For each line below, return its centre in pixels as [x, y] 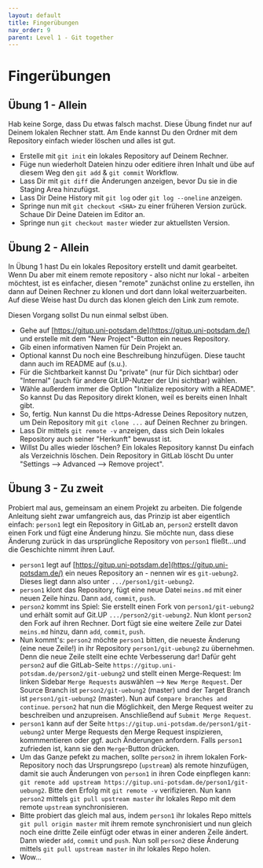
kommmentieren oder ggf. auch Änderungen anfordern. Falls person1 [131, 740]
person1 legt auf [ [47, 565]
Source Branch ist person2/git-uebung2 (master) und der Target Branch [135, 690]
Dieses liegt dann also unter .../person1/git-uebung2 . [107, 581]
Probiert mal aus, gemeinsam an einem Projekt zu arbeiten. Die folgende [125, 507]
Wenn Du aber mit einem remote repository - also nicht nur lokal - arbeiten [129, 275]
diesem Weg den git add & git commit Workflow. [99, 173]
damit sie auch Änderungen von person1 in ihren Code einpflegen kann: [135, 773]
